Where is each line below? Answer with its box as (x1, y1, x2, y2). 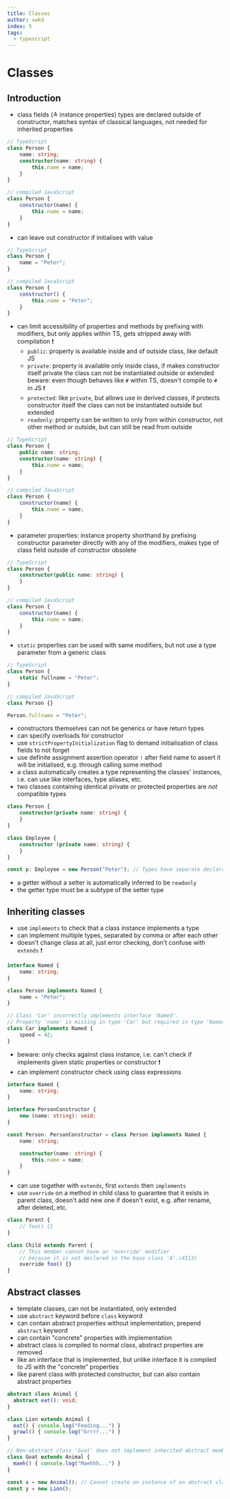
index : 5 (7, 23, 32, 29)
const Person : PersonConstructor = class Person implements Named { (7, 1131, 207, 1138)
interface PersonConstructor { (7, 1106, 97, 1113)
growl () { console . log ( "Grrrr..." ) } (13, 1428, 121, 1435)
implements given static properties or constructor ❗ (16, 1057, 161, 1066)
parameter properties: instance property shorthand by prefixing (16, 531, 196, 539)
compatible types (16, 790, 66, 798)
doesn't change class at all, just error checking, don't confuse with (16, 939, 205, 947)
